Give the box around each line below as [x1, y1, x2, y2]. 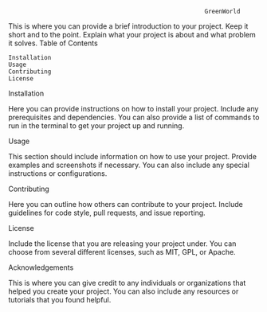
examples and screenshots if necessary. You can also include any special [8, 160, 249, 170]
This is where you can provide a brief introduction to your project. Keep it [8, 21, 249, 31]
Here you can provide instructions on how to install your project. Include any [8, 104, 259, 113]
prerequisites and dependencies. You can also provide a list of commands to [8, 112, 260, 122]
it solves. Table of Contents [8, 38, 98, 48]
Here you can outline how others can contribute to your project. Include [8, 200, 243, 209]
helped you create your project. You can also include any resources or [8, 287, 239, 296]
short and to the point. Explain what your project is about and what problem [8, 30, 257, 39]
